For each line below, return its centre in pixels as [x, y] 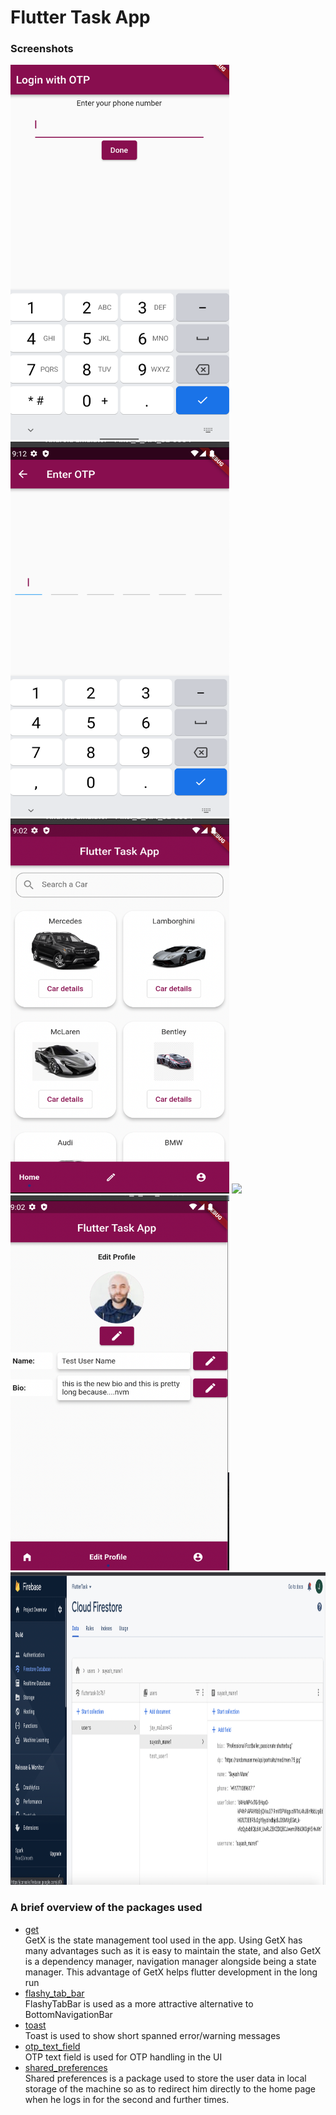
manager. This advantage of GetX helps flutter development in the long [171, 1972]
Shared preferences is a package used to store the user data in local [165, 2078]
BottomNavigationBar [68, 2014]
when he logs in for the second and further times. [127, 2099]
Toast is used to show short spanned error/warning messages [152, 2035]
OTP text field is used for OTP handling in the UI [123, 2057]
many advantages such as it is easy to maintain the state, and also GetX [173, 1950]
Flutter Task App [80, 17]
